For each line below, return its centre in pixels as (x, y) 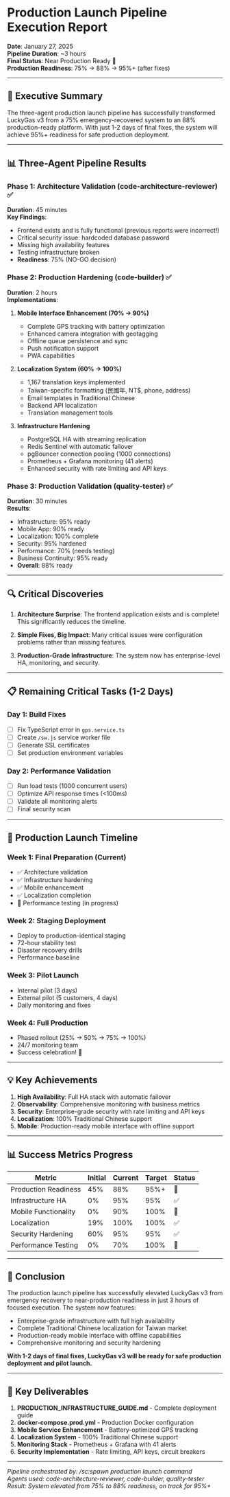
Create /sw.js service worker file (64, 737)
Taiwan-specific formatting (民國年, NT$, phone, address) (109, 390)
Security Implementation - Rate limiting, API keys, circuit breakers (111, 1452)
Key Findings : (27, 217)
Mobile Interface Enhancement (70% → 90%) (83, 313)
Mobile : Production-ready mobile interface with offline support (106, 1126)
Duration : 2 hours (32, 292)
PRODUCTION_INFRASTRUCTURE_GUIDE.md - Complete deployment (117, 1408)
